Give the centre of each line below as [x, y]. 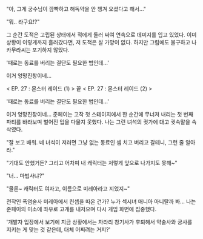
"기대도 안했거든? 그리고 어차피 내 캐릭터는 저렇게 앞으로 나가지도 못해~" [92, 163]
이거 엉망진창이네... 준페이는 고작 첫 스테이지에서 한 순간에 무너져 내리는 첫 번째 [100, 114]
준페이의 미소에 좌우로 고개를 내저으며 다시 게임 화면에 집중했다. [82, 209]
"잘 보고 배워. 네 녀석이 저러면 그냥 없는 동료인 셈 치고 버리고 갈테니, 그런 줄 [95, 142]
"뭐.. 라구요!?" [23, 22]
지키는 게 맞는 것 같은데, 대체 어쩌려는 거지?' [58, 230]
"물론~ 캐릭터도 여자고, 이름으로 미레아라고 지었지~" [68, 189]
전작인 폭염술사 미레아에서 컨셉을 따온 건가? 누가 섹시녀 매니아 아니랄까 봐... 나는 [101, 201]
